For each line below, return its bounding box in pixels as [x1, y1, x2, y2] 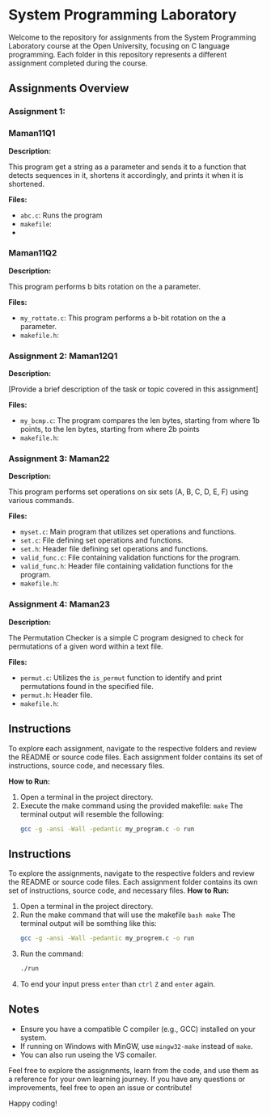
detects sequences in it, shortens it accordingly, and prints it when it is [8, 170, 244, 180]
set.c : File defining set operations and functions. [19, 535, 184, 545]
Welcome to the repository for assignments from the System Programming [8, 32, 256, 42]
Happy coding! [8, 1098, 58, 1108]
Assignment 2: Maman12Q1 [8, 350, 118, 361]
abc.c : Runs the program [19, 210, 103, 220]
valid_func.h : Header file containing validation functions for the [19, 561, 233, 571]
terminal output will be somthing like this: [19, 919, 157, 928]
